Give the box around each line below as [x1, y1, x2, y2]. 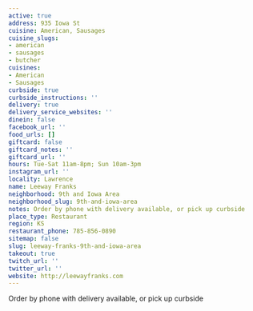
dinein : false [8, 116, 56, 124]
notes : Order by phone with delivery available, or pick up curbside [8, 205, 246, 213]
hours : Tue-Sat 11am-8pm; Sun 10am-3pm [8, 161, 142, 169]
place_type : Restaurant [8, 213, 88, 221]
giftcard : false [8, 138, 62, 146]
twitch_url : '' [8, 257, 59, 265]
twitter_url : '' [8, 265, 62, 273]
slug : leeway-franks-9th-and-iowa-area [8, 242, 142, 250]
